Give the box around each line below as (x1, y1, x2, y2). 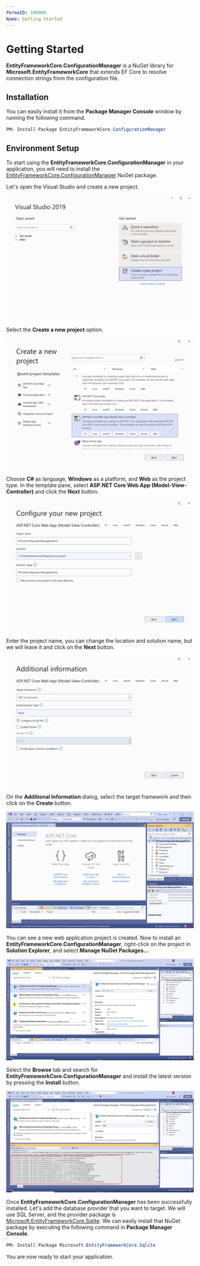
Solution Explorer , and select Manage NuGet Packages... (6, 947, 149, 954)
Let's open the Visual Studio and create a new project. (6, 183, 139, 190)
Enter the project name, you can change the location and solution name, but (6, 637, 192, 645)
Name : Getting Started (6, 16, 62, 22)
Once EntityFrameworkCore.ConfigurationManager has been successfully (6, 1199, 192, 1206)
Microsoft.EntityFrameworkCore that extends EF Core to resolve (6, 69, 167, 76)
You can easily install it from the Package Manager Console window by (6, 108, 182, 115)
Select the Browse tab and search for (6, 1066, 98, 1074)
